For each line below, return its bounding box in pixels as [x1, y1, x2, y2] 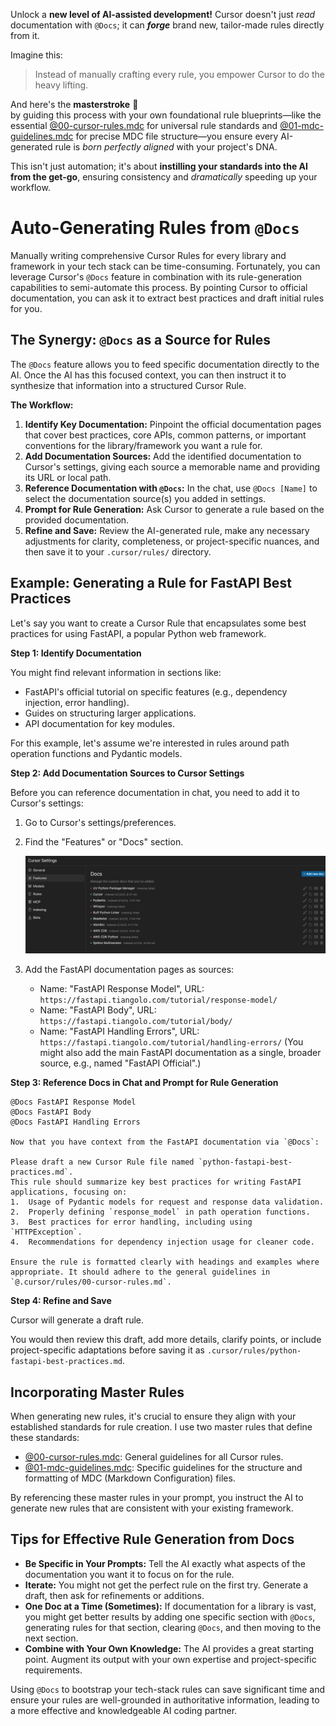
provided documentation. [24, 514, 130, 526]
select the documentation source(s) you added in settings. [24, 492, 267, 504]
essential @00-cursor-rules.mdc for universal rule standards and [10, 120, 278, 131]
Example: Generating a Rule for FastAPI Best [10, 575, 292, 592]
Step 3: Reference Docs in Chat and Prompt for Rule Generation [10, 1077, 279, 1089]
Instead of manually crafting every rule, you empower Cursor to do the [34, 69, 326, 80]
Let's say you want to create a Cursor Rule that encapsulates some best [10, 617, 307, 629]
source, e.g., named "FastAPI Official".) [39, 1057, 202, 1069]
